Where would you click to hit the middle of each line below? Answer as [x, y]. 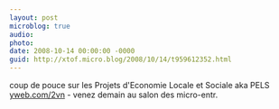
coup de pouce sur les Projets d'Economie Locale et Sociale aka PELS [139, 85]
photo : [22, 43]
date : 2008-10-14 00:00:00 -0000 [72, 51]
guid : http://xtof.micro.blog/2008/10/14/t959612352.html [121, 59]
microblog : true [40, 26]
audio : [22, 34]
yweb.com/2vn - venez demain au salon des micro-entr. [114, 95]
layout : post [34, 18]
